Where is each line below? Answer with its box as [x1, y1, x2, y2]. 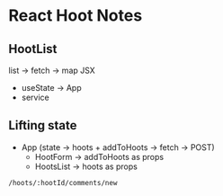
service [21, 92, 50, 102]
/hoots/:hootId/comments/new [8, 178, 118, 187]
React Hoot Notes [8, 5, 143, 26]
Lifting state [8, 118, 77, 133]
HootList [8, 41, 58, 57]
